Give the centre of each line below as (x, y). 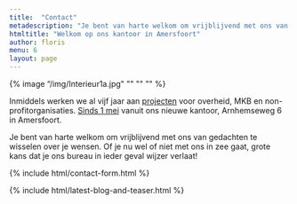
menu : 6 (24, 51)
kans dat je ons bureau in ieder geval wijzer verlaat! (104, 156)
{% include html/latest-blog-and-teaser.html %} (97, 190)
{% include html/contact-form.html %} (80, 173)
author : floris (37, 42)
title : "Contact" (43, 17)
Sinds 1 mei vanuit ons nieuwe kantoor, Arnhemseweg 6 (180, 110)
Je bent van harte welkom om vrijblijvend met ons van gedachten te (133, 137)
